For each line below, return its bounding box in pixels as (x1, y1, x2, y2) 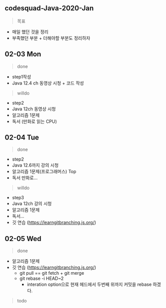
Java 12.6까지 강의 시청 (12, 162, 59, 168)
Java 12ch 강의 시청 (12, 201, 52, 207)
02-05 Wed (5, 234, 41, 243)
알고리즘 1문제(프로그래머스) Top (12, 169, 76, 175)
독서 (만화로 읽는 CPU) (12, 118, 57, 124)
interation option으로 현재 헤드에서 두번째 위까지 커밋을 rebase (27, 281, 152, 287)
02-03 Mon (5, 50, 41, 58)
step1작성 (12, 73, 31, 80)
